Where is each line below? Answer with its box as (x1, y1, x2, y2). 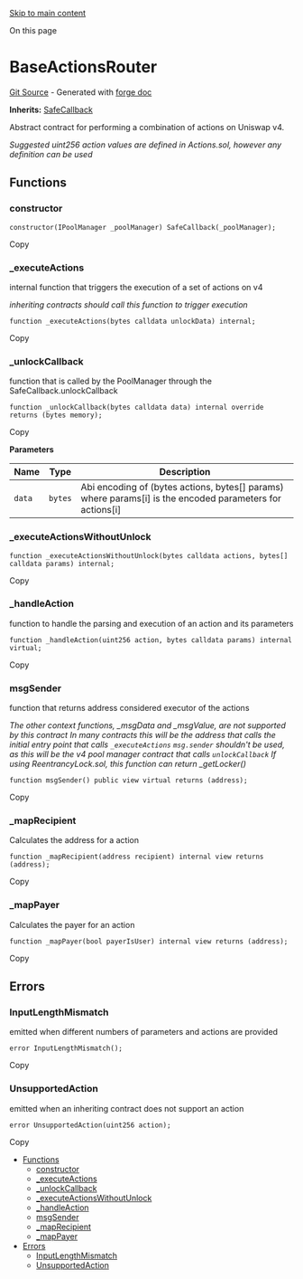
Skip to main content (9, 8, 87, 18)
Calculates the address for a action (9, 835, 140, 846)
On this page (9, 25, 57, 35)
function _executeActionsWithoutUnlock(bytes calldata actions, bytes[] (9, 551, 289, 560)
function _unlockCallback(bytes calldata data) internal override (9, 403, 264, 412)
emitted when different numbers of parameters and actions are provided (9, 1027, 278, 1037)
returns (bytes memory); (9, 411, 103, 420)
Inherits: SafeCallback (9, 104, 93, 115)
